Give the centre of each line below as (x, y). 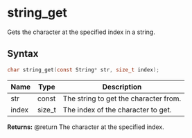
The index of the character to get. (117, 110)
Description (122, 87)
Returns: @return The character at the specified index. (86, 127)
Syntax (23, 54)
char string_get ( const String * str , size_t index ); (83, 70)
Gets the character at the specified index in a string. (81, 32)
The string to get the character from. (122, 98)
